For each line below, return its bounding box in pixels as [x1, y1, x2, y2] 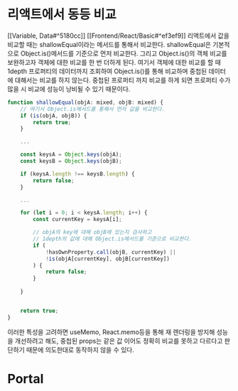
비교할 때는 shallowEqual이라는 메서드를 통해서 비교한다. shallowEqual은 [7, 40, 212, 48]
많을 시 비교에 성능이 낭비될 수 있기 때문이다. [7, 85, 131, 93]
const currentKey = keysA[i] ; [33, 216, 122, 223]
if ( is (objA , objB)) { [20, 112, 87, 119]
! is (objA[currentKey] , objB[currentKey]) [45, 255, 171, 262]
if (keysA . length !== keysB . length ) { [20, 170, 135, 178]
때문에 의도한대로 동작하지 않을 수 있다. [26, 346, 135, 354]
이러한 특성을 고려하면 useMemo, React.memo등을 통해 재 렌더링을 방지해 [7, 328, 215, 336]
